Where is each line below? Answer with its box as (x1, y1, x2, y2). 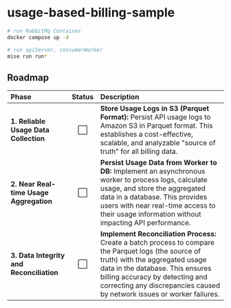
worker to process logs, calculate (100, 175, 208, 185)
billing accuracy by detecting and (100, 272, 208, 282)
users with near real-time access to (100, 201, 216, 210)
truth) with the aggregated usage (100, 255, 207, 265)
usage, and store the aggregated (100, 184, 206, 193)
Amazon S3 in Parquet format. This (100, 121, 213, 131)
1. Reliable (10, 117, 46, 126)
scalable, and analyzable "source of (100, 138, 216, 148)
